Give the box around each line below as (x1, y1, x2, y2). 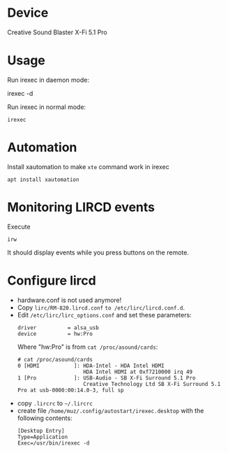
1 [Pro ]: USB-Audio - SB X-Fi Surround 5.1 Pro (17, 374, 196, 382)
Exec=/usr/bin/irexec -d (17, 439, 90, 447)
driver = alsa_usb (17, 324, 99, 331)
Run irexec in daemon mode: (7, 75, 89, 84)
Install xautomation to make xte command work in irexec (7, 162, 169, 171)
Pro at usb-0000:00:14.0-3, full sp (17, 387, 124, 394)
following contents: (17, 414, 73, 422)
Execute (7, 222, 31, 231)
